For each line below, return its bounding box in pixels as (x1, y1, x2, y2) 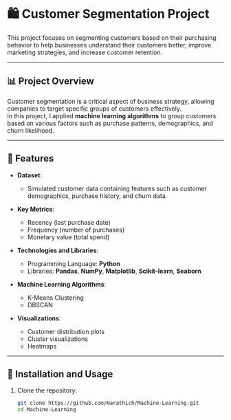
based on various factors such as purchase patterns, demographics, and (7, 119, 213, 127)
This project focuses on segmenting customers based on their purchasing (7, 33, 217, 42)
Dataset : (16, 170, 43, 179)
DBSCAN (27, 300, 53, 309)
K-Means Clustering (27, 294, 84, 302)
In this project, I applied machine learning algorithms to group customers (7, 111, 217, 120)
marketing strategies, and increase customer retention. (7, 48, 163, 56)
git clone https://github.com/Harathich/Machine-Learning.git (16, 400, 199, 407)
